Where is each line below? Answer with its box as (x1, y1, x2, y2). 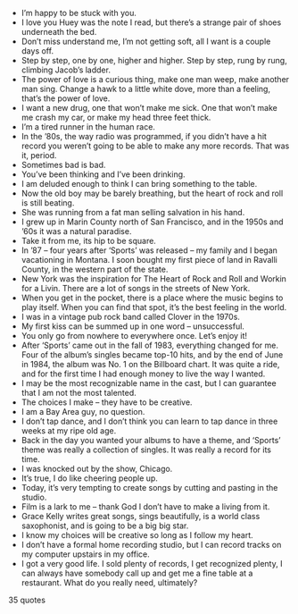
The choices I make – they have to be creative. (21, 397, 193, 408)
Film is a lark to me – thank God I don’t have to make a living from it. (21, 501, 270, 512)
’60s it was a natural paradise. (21, 226, 132, 236)
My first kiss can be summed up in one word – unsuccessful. (21, 321, 244, 332)
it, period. (21, 150, 57, 160)
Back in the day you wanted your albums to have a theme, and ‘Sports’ (21, 435, 281, 445)
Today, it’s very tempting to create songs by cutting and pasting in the (21, 483, 278, 492)
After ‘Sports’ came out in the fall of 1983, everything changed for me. (21, 340, 278, 350)
